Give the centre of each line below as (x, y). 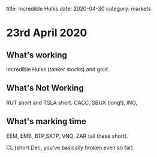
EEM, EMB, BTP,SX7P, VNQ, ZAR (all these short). (67, 136)
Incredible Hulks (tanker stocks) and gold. (58, 69)
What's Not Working (45, 88)
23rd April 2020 (47, 33)
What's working (37, 55)
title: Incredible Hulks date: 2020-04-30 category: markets (79, 9)
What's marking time (46, 121)
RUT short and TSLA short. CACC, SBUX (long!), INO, (72, 102)
